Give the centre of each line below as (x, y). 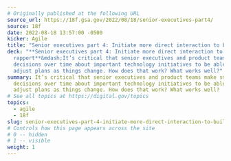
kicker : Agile (27, 39)
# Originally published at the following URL (73, 13)
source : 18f (24, 26)
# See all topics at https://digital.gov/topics (78, 97)
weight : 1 (21, 147)
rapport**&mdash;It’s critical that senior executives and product (112, 58)
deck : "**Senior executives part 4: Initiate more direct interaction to (115, 52)
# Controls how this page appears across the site (81, 128)
